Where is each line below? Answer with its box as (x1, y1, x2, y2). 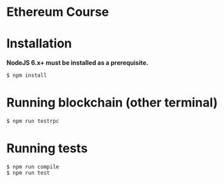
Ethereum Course (6, 4, 110, 20)
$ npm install (6, 72, 48, 79)
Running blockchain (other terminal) (6, 95, 218, 110)
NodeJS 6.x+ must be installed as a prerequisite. (6, 59, 149, 67)
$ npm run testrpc (6, 118, 59, 125)
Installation (6, 36, 72, 52)
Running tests (6, 141, 88, 156)
